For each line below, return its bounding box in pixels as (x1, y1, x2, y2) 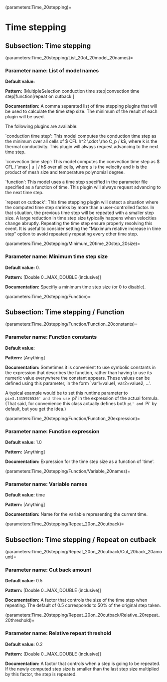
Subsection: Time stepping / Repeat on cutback (5, 535, 156, 544)
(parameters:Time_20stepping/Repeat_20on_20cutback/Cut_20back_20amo (5, 549, 163, 555)
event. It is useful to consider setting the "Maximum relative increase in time (5, 226, 161, 231)
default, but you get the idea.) (5, 406, 66, 412)
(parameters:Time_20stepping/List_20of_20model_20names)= (5, 55, 134, 60)
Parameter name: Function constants (5, 334, 97, 341)
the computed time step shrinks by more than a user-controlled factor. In (5, 205, 155, 211)
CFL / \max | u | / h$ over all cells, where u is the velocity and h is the (5, 164, 147, 170)
